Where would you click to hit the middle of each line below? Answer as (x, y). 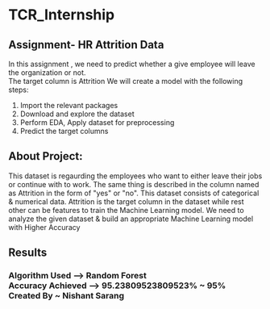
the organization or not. (47, 73)
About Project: (46, 156)
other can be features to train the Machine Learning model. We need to (126, 210)
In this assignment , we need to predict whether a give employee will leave (132, 64)
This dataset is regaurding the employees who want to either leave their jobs (135, 176)
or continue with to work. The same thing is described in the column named (134, 184)
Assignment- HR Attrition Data (86, 45)
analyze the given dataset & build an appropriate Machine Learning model (131, 219)
